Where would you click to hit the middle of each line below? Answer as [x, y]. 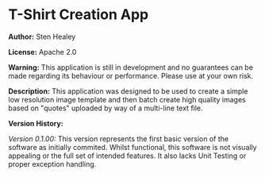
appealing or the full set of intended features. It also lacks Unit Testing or [127, 156]
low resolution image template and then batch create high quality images [127, 99]
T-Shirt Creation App [79, 15]
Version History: [36, 123]
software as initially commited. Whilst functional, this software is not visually [132, 147]
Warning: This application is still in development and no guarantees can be [131, 67]
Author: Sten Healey [42, 37]
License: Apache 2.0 [42, 52]
